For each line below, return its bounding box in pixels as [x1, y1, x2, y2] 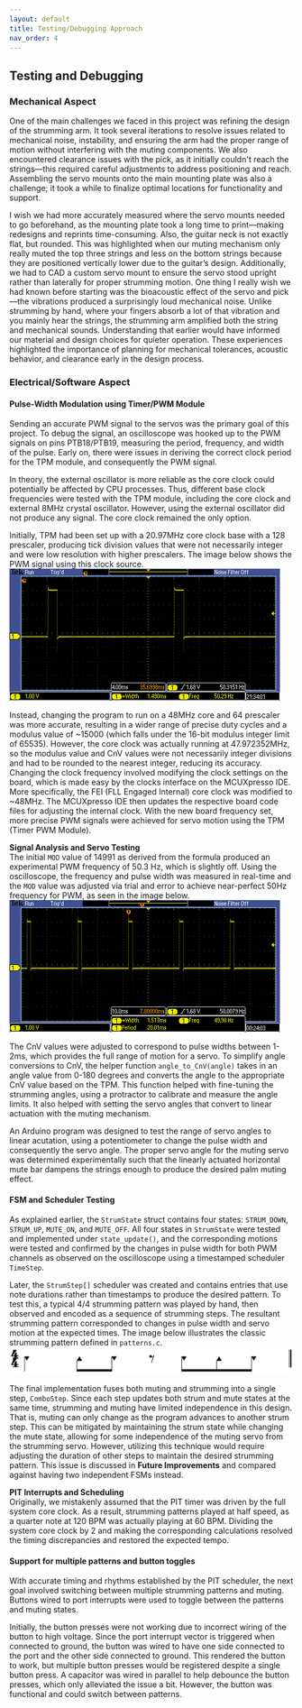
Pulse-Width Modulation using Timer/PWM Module [9, 398, 206, 409]
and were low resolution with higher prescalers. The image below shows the [9, 549, 293, 560]
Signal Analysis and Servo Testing [9, 842, 141, 853]
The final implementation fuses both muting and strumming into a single [9, 1383, 277, 1394]
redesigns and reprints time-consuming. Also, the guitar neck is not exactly [9, 229, 288, 240]
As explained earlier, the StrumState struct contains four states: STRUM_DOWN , [9, 1214, 288, 1226]
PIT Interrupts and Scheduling [9, 1487, 124, 1498]
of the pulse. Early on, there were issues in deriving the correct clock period [9, 447, 292, 458]
